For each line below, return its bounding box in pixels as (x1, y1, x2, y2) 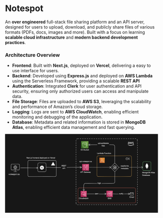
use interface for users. (12, 68, 59, 74)
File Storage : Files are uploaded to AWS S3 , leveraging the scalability (12, 99, 151, 105)
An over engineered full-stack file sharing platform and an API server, (5, 19, 145, 25)
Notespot (5, 3, 44, 14)
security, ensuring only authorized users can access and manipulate (12, 88, 149, 94)
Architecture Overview (5, 51, 60, 58)
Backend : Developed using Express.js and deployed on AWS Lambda (12, 73, 153, 79)
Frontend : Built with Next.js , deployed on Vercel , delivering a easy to (12, 62, 151, 68)
